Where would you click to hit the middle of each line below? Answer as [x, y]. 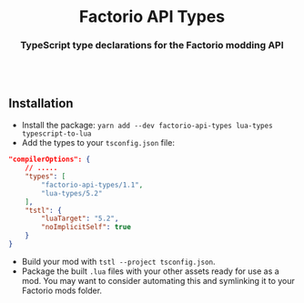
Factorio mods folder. [61, 290]
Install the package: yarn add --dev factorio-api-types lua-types [147, 126]
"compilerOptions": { [50, 160]
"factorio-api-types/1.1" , [92, 185]
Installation [41, 103]
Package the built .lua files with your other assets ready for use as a [150, 271]
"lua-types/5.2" [72, 193]
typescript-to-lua [56, 134]
